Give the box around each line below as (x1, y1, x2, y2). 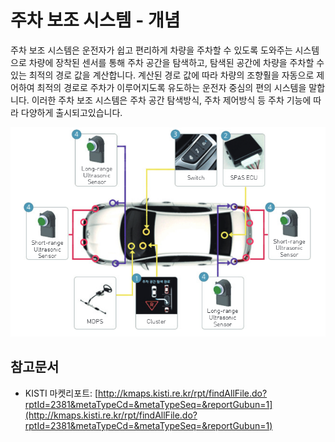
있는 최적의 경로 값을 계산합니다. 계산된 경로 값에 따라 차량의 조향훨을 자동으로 (10, 69, 315, 81)
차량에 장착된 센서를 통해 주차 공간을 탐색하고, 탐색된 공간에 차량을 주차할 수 (28, 56, 325, 68)
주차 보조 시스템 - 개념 (10, 9, 181, 32)
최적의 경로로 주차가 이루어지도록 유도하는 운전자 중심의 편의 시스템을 (36, 81, 307, 93)
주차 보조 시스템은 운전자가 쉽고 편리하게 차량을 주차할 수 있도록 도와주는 (10, 44, 293, 56)
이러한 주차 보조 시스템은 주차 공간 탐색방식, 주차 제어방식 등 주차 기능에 (31, 94, 312, 106)
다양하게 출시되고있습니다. (20, 106, 123, 118)
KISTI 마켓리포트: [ (24, 387, 99, 399)
